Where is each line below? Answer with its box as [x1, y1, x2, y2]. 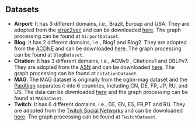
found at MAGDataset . [13, 94, 64, 101]
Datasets [5, 5, 39, 15]
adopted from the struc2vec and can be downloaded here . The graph [13, 26, 182, 33]
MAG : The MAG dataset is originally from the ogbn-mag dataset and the [13, 76, 187, 83]
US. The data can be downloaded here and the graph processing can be [13, 88, 188, 95]
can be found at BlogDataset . [13, 51, 84, 58]
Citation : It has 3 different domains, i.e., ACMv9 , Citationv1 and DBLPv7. [13, 57, 189, 64]
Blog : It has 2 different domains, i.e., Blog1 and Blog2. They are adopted [13, 38, 187, 45]
